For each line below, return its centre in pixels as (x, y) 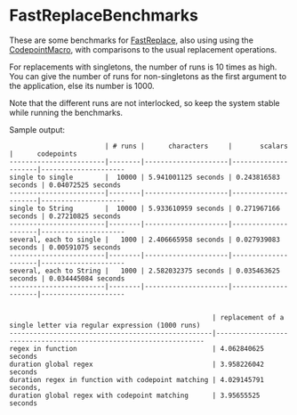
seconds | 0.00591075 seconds (65, 247)
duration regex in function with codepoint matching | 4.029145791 (137, 379)
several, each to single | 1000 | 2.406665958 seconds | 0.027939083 (144, 240)
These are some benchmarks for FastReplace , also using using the (131, 40)
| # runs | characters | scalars (197, 146)
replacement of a (252, 317)
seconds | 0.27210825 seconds (65, 216)
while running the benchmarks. (66, 112)
